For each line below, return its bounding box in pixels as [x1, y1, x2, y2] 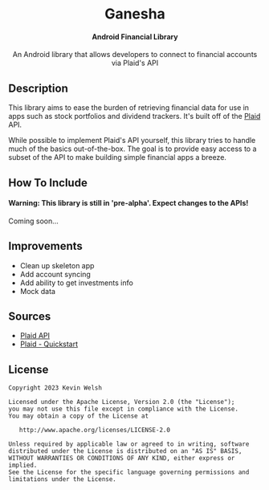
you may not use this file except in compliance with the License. [8, 405, 239, 414]
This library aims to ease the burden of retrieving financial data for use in [8, 103, 250, 112]
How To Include [8, 176, 88, 190]
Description [8, 81, 68, 95]
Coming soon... [8, 216, 59, 226]
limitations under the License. [8, 476, 116, 484]
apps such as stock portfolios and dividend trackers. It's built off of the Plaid [8, 112, 261, 121]
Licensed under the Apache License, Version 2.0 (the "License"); [8, 398, 235, 406]
